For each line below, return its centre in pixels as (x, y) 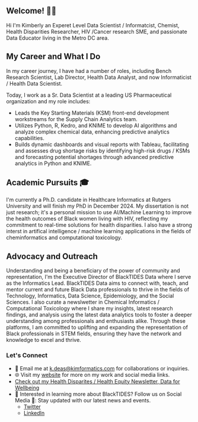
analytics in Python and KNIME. (53, 163)
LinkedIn (34, 413)
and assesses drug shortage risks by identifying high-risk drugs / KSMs (102, 150)
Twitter (32, 407)
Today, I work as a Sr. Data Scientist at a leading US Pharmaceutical (89, 95)
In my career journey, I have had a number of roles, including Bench (89, 71)
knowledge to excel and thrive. (44, 340)
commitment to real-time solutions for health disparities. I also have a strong (99, 225)
